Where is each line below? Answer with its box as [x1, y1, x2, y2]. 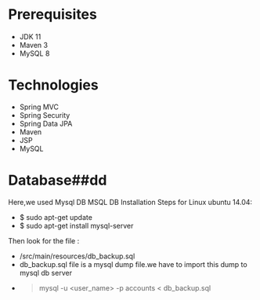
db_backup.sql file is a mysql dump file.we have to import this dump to [19, 259, 248, 269]
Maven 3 [19, 40, 49, 49]
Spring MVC [19, 102, 60, 112]
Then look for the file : [8, 236, 80, 245]
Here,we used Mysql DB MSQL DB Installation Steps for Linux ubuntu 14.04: [8, 197, 253, 207]
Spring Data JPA [19, 119, 73, 128]
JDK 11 [19, 31, 42, 41]
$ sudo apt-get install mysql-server [19, 221, 134, 230]
